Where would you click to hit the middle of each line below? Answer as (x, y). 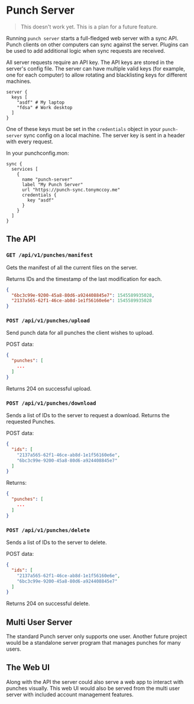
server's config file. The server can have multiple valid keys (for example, (96, 68)
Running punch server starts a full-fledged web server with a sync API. (92, 38)
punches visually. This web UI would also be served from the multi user (93, 688)
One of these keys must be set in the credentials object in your (84, 129)
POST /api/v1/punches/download (51, 403)
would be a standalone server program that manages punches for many (93, 643)
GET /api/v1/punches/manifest (50, 255)
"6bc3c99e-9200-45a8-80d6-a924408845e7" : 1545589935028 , (83, 295)
